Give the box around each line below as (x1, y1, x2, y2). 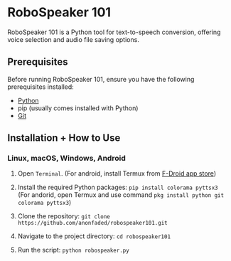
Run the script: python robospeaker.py (17, 246, 129, 255)
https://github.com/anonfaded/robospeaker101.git (17, 220, 168, 227)
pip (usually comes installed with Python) (17, 104, 139, 112)
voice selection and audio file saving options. (7, 35, 140, 43)
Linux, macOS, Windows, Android (7, 154, 126, 164)
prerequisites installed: (7, 82, 75, 91)
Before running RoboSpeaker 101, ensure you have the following (7, 75, 195, 83)
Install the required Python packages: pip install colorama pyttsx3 (17, 183, 218, 192)
